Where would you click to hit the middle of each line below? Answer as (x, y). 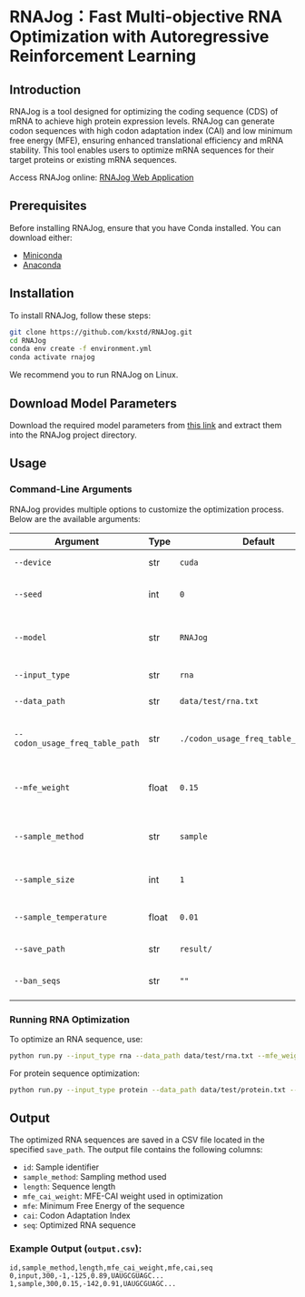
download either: (41, 237)
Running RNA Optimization (69, 1020)
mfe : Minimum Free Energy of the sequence (103, 1206)
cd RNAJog (28, 340)
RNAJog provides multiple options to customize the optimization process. (147, 509)
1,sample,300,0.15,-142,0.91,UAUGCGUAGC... (93, 1283)
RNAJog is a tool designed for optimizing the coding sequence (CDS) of (144, 111)
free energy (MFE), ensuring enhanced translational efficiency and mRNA (147, 141)
